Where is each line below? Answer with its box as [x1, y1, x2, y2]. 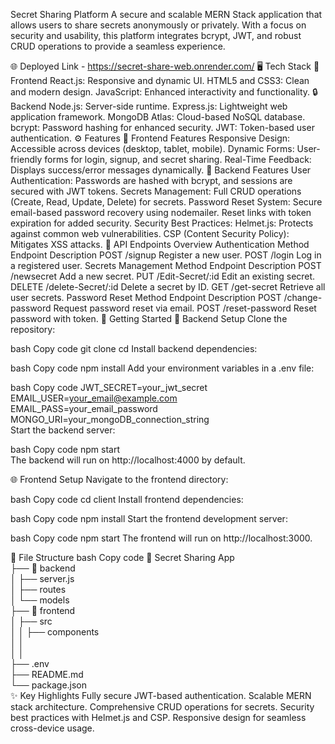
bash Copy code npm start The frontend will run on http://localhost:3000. [10, 532, 313, 544]
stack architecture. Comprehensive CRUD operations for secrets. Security [10, 701, 315, 713]
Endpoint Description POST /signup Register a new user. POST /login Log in [10, 249, 322, 261]
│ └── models [10, 594, 70, 606]
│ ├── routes [10, 584, 67, 595]
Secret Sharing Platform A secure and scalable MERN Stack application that [10, 9, 323, 20]
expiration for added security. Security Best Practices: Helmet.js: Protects [10, 217, 314, 229]
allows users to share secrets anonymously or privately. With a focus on [10, 19, 307, 31]
